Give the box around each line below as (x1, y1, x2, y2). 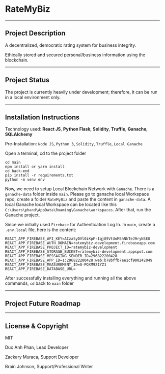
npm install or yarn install (5, 164, 65, 170)
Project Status (5, 76, 50, 84)
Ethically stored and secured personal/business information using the (5, 52, 146, 58)
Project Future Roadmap (5, 299, 81, 307)
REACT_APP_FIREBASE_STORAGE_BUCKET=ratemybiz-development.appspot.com (5, 249, 153, 254)
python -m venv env (5, 177, 45, 182)
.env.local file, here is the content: (5, 227, 77, 233)
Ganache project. (5, 212, 40, 218)
